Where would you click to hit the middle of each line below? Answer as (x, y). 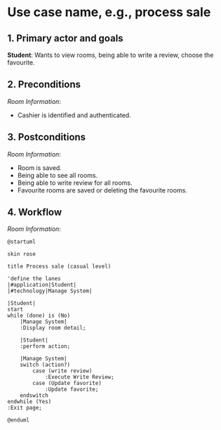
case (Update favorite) (67, 384)
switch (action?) (45, 365)
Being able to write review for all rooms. (75, 183)
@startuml (22, 242)
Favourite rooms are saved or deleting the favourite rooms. (102, 190)
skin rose (22, 254)
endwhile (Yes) (29, 402)
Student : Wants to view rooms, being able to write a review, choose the (110, 55)
